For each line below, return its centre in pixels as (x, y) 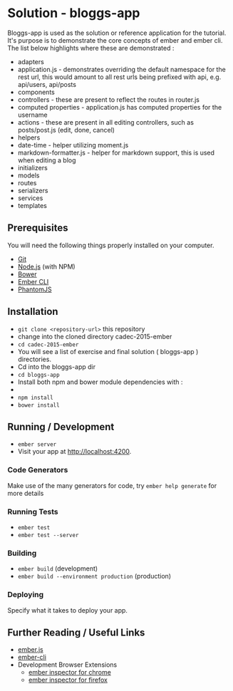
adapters (31, 61)
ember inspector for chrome (70, 672)
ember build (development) (58, 568)
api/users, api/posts (47, 84)
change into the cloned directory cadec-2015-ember (95, 336)
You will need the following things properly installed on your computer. (111, 245)
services (30, 198)
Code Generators (38, 470)
